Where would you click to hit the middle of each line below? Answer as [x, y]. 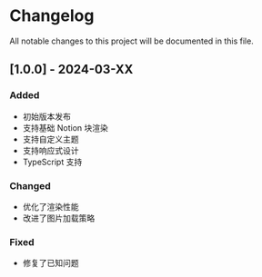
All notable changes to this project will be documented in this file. [132, 41]
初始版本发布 [46, 116]
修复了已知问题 [50, 263]
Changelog [52, 16]
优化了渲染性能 [50, 206]
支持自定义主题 [50, 139]
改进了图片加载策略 [59, 218]
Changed [30, 185]
